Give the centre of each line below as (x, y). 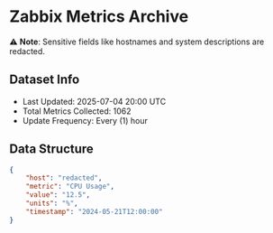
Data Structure (52, 149)
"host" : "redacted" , (64, 178)
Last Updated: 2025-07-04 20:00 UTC (94, 101)
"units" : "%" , (52, 204)
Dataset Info (45, 80)
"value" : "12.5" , (58, 195)
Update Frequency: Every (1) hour (85, 120)
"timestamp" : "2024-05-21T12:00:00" (95, 211)
